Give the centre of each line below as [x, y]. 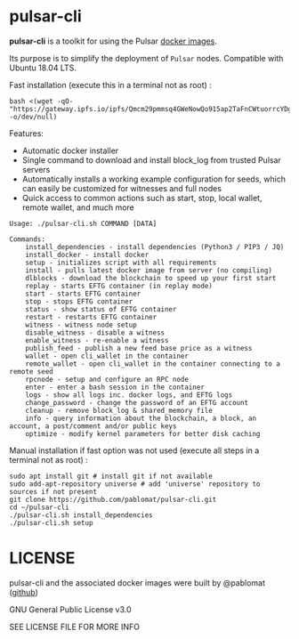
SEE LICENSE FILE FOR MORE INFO [75, 627]
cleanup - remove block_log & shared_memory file [119, 410]
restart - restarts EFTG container [91, 317]
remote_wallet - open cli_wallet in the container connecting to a [153, 364]
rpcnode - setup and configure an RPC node [107, 379]
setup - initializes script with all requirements [121, 263]
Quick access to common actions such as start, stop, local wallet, [142, 198]
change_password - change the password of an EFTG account [137, 402]
